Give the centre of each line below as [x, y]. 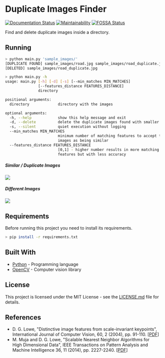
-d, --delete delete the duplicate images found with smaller [84, 122]
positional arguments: [28, 99]
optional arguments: [26, 113]
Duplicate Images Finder [56, 9]
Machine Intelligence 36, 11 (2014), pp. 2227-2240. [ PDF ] [70, 350]
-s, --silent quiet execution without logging [68, 127]
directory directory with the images [61, 104]
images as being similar [83, 140]
